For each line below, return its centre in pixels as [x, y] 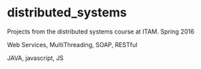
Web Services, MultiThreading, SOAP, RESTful [72, 44]
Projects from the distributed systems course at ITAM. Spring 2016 [101, 31]
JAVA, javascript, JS [35, 58]
